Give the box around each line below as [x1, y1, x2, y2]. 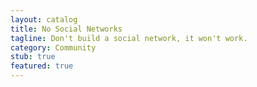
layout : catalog [10, 14, 78, 25]
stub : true [10, 52, 56, 62]
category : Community [10, 42, 97, 53]
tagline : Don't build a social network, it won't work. [10, 33, 248, 43]
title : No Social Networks [10, 24, 123, 34]
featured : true [10, 61, 74, 71]
